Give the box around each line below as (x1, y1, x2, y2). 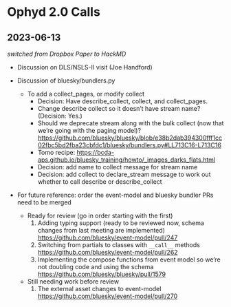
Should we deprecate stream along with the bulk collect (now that (37, 119, 224, 127)
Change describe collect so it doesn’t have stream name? (37, 105, 201, 112)
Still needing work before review (27, 277, 119, 286)
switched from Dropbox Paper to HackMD (7, 50, 126, 58)
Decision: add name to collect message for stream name (37, 163, 198, 171)
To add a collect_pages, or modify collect (27, 90, 145, 98)
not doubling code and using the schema (37, 263, 154, 271)
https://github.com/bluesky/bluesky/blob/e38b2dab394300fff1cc (37, 134, 222, 142)
